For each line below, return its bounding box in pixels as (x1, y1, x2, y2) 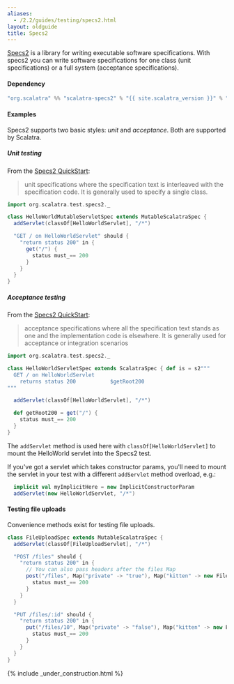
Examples (7, 109, 37, 119)
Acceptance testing (7, 293, 66, 301)
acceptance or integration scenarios (24, 339, 129, 347)
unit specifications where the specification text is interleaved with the (24, 180, 224, 188)
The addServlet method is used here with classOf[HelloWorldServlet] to (7, 441, 216, 450)
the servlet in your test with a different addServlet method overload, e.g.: (7, 470, 216, 478)
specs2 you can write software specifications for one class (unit (7, 56, 192, 65)
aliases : (7, 10, 33, 17)
